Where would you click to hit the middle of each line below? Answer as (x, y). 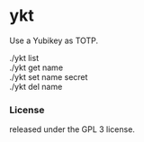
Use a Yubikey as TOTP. (54, 40)
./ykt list (24, 58)
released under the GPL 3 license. (72, 129)
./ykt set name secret (49, 76)
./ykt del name (36, 86)
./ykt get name (36, 67)
